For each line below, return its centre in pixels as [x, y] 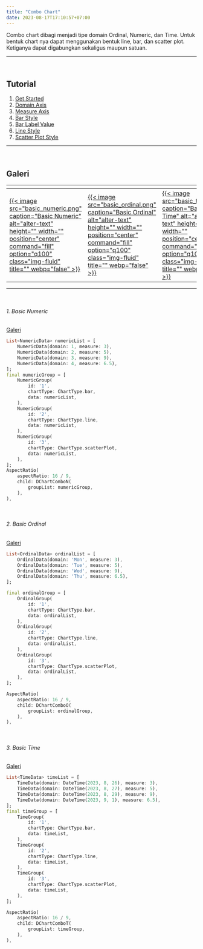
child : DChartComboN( [44, 482]
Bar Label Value [34, 124]
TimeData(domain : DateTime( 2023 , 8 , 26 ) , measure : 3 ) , [88, 783]
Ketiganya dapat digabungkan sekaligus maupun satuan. [77, 48]
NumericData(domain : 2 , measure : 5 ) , [65, 352]
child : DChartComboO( [44, 705]
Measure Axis [32, 111]
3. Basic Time [23, 747]
